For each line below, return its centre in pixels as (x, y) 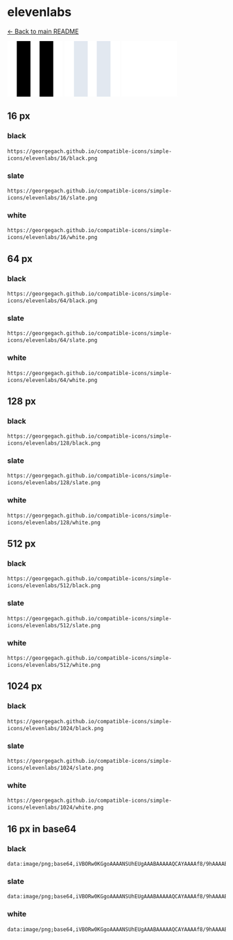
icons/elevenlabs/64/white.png (52, 380)
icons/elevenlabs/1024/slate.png (55, 768)
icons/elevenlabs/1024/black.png (55, 728)
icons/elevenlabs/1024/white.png (55, 808)
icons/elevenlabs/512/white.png (54, 665)
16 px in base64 (42, 828)
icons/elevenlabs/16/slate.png (52, 198)
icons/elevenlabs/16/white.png (52, 238)
